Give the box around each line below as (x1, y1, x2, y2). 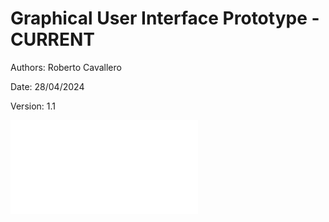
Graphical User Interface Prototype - (10, 7, 320, 30)
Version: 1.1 (10, 100, 57, 112)
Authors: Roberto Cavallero (10, 61, 122, 73)
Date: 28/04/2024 (10, 80, 85, 92)
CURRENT (10, 28, 96, 51)
